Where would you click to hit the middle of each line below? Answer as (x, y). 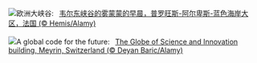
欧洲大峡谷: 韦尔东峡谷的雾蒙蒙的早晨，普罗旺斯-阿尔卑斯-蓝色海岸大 (133, 13)
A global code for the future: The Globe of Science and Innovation (127, 41)
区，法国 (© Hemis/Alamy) (52, 23)
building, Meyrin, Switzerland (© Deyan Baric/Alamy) (96, 50)
